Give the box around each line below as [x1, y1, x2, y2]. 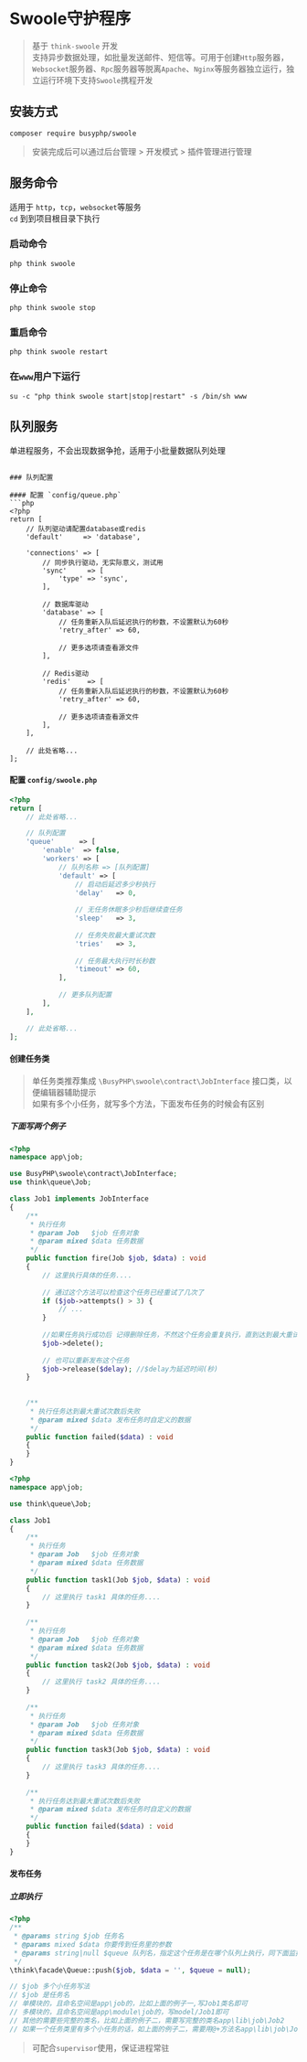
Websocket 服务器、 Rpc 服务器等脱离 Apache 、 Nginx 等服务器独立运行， [31, 63, 287, 74]
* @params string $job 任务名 [13, 1931, 125, 1940]
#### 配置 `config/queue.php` [9, 490, 122, 499]
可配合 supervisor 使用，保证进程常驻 [31, 2042, 170, 2053]
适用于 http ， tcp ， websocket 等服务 [9, 201, 142, 212]
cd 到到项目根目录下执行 [9, 212, 101, 224]
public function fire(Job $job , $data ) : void [26, 1254, 206, 1263]
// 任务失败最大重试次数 [74, 930, 155, 940]
